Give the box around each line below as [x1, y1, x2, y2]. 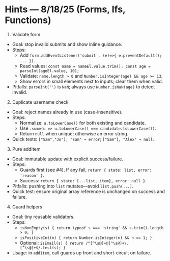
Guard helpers [12, 203, 43, 210]
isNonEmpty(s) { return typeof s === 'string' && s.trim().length [19, 225, 164, 230]
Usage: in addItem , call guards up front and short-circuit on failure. [12, 249, 151, 256]
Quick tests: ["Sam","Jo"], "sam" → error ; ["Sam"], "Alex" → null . [12, 136, 154, 142]
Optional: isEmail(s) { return [19, 240, 83, 246]
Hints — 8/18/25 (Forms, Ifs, [5, 4, 126, 15]
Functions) [5, 14, 51, 26]
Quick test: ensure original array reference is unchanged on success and [12, 188, 165, 195]
